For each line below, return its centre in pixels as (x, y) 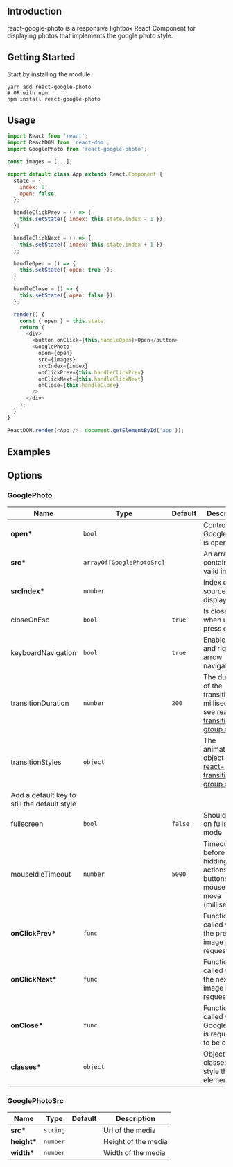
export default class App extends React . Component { (85, 174)
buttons (216, 878)
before (214, 852)
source (215, 591)
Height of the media (136, 1141)
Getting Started (41, 57)
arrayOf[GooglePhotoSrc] (124, 562)
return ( (32, 327)
